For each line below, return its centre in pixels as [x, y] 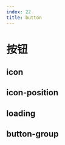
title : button [24, 18]
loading [21, 113]
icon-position [32, 93]
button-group [32, 134]
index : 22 [19, 12]
